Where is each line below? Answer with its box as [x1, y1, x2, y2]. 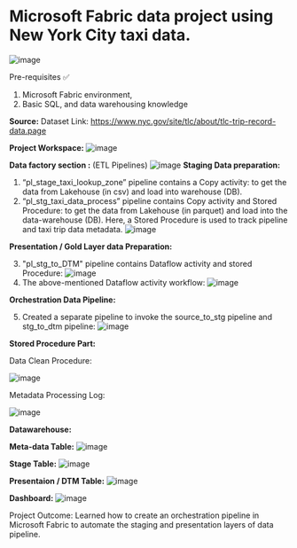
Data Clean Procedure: [9, 355, 93, 365]
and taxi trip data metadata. [21, 223, 123, 234]
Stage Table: [9, 458, 58, 469]
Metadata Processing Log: [9, 389, 106, 400]
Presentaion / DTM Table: [9, 475, 105, 486]
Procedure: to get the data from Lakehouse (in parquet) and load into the [21, 205, 288, 215]
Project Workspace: [9, 142, 84, 153]
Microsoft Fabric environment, [21, 89, 133, 99]
